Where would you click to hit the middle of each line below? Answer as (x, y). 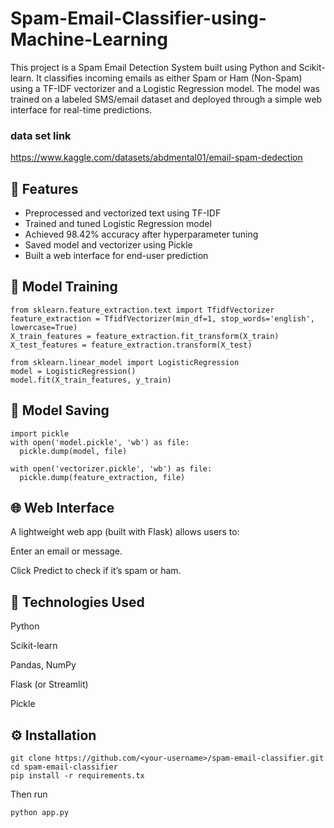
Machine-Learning (89, 39)
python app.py (40, 813)
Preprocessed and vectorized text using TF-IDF (123, 213)
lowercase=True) (44, 327)
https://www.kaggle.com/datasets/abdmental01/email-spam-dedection (156, 158)
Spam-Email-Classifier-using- (138, 18)
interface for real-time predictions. (81, 109)
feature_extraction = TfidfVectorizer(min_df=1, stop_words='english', (162, 318)
